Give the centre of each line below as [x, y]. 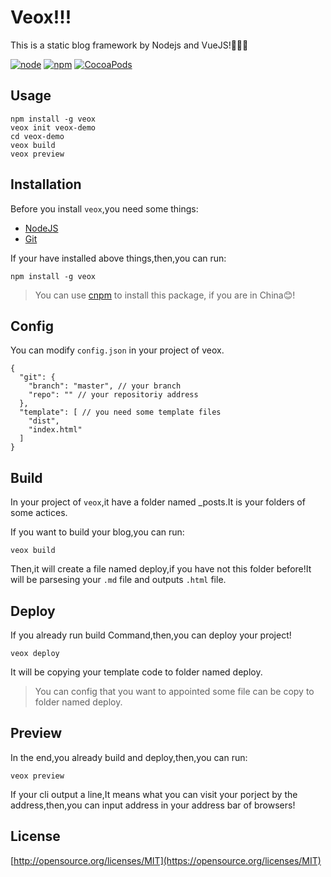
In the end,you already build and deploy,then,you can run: [129, 757]
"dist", [44, 421]
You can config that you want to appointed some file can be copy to [174, 691]
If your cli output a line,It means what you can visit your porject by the [154, 794]
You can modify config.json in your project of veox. [117, 350]
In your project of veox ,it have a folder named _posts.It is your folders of [158, 502]
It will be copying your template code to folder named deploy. [136, 672]
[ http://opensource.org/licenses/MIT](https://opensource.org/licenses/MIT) [166, 860]
